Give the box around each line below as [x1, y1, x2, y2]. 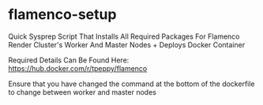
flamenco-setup [8, 6, 117, 24]
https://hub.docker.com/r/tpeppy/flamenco [8, 63, 148, 73]
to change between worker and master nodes [8, 87, 156, 96]
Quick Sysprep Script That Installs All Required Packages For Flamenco [8, 32, 240, 41]
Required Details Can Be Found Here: [8, 55, 130, 65]
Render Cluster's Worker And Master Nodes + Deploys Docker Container [8, 39, 246, 49]
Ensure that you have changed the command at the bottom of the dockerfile [8, 79, 255, 88]
